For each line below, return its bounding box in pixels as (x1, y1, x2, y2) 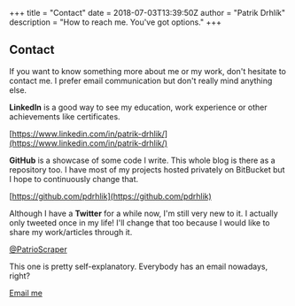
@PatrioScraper (9, 243, 68, 255)
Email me (9, 287, 43, 298)
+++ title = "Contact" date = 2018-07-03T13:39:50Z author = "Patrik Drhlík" (9, 8, 286, 18)
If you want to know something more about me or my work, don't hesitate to (9, 65, 286, 76)
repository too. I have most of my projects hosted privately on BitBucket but (9, 164, 285, 175)
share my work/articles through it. (9, 226, 133, 237)
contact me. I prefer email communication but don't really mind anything (9, 75, 273, 86)
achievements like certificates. (9, 111, 121, 122)
